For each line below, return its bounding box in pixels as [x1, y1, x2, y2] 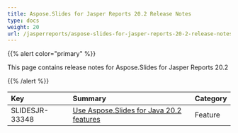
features [72, 115, 101, 125]
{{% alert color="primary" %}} [7, 50, 96, 58]
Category [194, 93, 227, 103]
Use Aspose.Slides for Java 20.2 [72, 105, 182, 115]
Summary [72, 93, 106, 103]
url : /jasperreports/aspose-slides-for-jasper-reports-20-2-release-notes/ [7, 30, 236, 37]
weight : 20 [7, 23, 40, 30]
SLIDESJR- [11, 105, 49, 115]
